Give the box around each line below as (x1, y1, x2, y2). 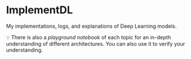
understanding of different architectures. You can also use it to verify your (6, 40, 185, 47)
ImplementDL (6, 3, 73, 17)
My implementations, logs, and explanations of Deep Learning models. (6, 23, 177, 30)
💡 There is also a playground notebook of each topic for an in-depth (6, 34, 172, 40)
